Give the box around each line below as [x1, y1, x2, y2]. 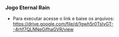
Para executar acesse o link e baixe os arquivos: [12, 16, 114, 22]
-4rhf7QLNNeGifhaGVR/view [12, 26, 74, 32]
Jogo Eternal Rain [5, 4, 50, 11]
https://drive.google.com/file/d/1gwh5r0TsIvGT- [12, 21, 114, 27]
